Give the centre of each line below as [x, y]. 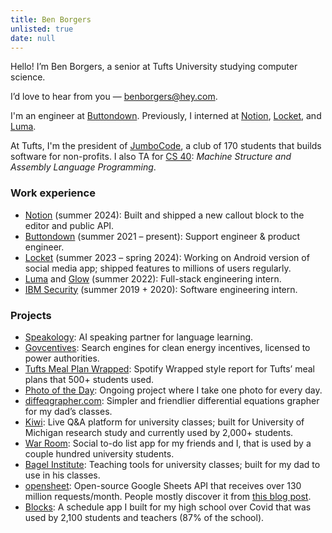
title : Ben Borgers [51, 19]
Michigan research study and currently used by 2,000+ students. [159, 432]
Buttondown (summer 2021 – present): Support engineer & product [162, 236]
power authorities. [62, 358]
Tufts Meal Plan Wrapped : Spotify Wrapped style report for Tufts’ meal [170, 368]
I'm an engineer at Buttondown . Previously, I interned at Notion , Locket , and [166, 116]
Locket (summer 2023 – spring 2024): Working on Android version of [167, 257]
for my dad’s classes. [68, 411]
